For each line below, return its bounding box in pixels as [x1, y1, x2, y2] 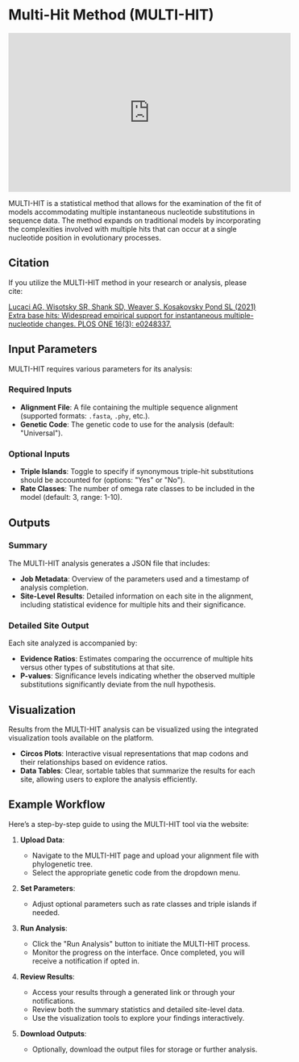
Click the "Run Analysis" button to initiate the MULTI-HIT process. [31, 938, 251, 948]
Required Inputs [8, 384, 73, 395]
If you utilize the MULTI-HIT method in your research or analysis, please [8, 277, 247, 288]
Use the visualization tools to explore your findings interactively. [31, 1013, 245, 1022]
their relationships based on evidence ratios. [19, 757, 168, 766]
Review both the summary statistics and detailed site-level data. [31, 1004, 244, 1014]
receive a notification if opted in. [31, 955, 139, 966]
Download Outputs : [19, 1028, 87, 1039]
